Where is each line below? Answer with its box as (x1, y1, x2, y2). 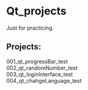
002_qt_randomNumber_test (6, 64, 78, 71)
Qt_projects (6, 4, 67, 18)
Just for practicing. (6, 24, 54, 31)
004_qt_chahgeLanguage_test (6, 77, 82, 84)
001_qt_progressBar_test (6, 57, 68, 65)
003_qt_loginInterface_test (6, 71, 73, 78)
